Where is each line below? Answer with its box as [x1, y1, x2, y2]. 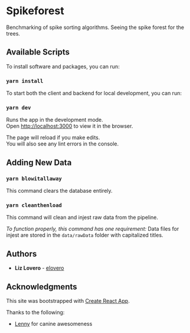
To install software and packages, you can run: [6, 63, 120, 70]
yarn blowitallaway [6, 175, 62, 182]
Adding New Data [6, 157, 72, 167]
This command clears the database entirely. [6, 187, 113, 195]
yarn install [6, 77, 44, 84]
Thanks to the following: [6, 309, 65, 316]
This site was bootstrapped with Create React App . [6, 297, 130, 304]
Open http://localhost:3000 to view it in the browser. [6, 122, 133, 130]
